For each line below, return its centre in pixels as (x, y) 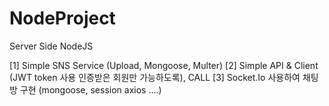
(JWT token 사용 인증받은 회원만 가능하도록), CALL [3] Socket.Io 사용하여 (155, 77)
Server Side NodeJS (51, 46)
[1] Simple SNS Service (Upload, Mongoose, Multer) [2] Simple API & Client (164, 65)
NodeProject (62, 18)
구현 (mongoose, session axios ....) (90, 89)
